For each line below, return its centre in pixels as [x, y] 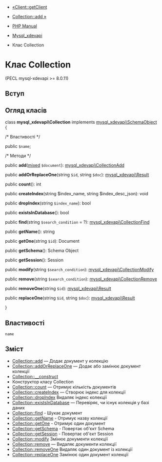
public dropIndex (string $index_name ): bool [48, 203]
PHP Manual [25, 26]
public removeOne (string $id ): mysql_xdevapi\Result [58, 289]
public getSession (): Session [34, 260]
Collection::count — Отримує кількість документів [64, 387]
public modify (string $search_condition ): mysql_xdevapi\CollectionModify [80, 270]
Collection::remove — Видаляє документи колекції [64, 444]
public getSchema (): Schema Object [42, 251]
